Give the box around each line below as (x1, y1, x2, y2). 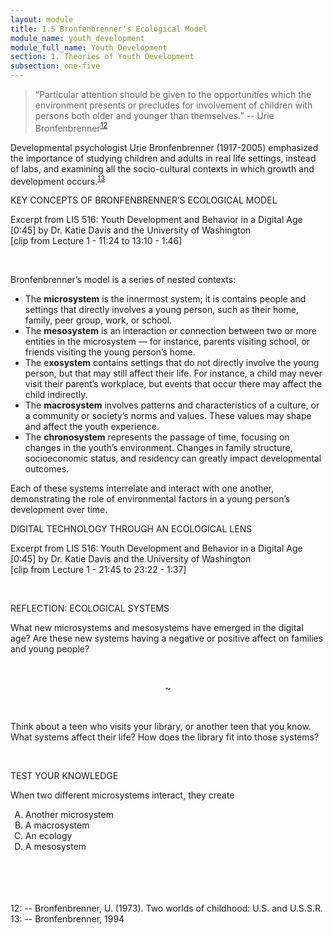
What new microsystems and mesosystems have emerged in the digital (10, 622, 304, 634)
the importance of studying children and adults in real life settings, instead (10, 152, 317, 164)
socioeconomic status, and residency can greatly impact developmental (24, 452, 322, 465)
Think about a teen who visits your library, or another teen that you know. (10, 721, 312, 733)
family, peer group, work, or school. (24, 314, 173, 326)
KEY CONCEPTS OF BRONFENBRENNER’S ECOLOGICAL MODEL (10, 194, 278, 206)
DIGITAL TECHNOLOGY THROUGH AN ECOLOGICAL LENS (10, 523, 253, 535)
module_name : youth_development (10, 33, 145, 43)
